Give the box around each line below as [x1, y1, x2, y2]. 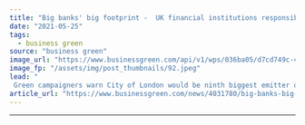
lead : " [9, 72, 39, 82]
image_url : [9, 55, 51, 64]
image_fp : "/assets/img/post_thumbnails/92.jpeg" [9, 64, 202, 73]
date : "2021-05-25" [9, 22, 84, 31]
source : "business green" [9, 47, 107, 56]
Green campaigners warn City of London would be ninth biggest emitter [13, 81, 290, 90]
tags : [9, 30, 30, 39]
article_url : [9, 89, 59, 98]
